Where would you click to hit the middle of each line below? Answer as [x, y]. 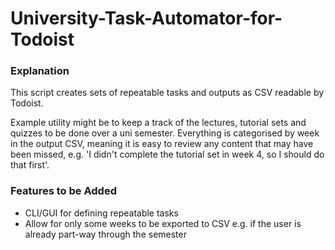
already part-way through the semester [105, 234]
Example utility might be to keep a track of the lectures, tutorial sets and [158, 123]
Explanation [40, 71]
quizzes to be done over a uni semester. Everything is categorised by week [165, 133]
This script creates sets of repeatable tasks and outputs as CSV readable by [167, 93]
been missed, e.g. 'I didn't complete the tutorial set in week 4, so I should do [167, 154]
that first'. [30, 165]
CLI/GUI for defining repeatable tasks [101, 213]
